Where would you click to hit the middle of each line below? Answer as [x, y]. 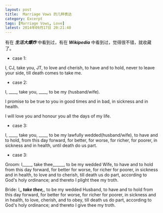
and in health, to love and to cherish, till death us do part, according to [76, 175]
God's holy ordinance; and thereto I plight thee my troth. [62, 180]
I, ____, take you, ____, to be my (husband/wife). [53, 92]
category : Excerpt [24, 19]
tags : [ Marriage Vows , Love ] [35, 23]
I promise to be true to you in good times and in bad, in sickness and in [77, 101]
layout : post [18, 10]
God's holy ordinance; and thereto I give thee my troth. [60, 205]
